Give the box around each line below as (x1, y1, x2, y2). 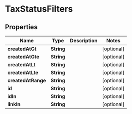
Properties (5, 23, 38, 31)
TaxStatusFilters (5, 3, 73, 15)
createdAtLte (7, 69, 39, 76)
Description (69, 38, 98, 44)
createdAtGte (7, 54, 40, 60)
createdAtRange (7, 77, 46, 84)
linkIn (7, 101, 21, 108)
